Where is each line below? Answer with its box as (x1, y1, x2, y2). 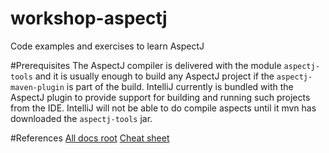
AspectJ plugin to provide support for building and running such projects (10, 91, 311, 103)
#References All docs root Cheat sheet (10, 132, 170, 144)
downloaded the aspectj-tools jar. (10, 112, 153, 124)
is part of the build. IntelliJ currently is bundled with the (66, 80, 294, 92)
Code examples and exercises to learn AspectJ (10, 40, 205, 52)
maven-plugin (10, 82, 65, 92)
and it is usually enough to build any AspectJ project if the (34, 70, 275, 82)
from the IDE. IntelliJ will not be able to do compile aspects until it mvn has (10, 102, 317, 114)
